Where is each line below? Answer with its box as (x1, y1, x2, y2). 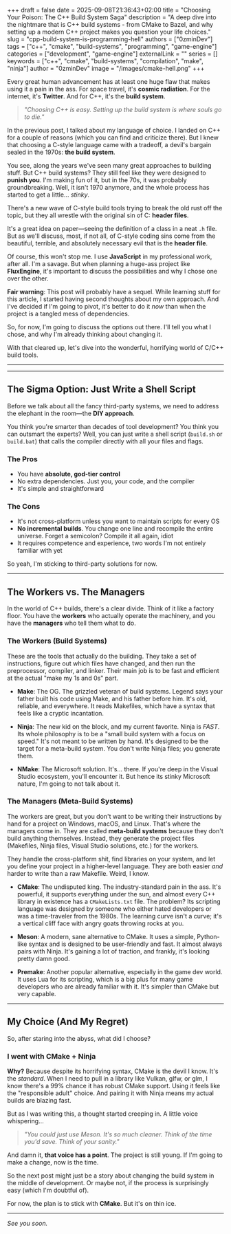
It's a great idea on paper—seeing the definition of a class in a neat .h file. (7, 225, 217, 232)
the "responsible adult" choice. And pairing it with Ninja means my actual (7, 1089, 214, 1097)
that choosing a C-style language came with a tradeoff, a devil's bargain (7, 141, 212, 148)
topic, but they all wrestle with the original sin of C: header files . (7, 211, 189, 219)
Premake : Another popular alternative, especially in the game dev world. (16, 967, 223, 976)
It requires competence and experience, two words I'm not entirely (16, 539, 206, 547)
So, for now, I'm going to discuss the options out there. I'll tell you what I (7, 323, 212, 331)
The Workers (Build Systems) (7, 636, 108, 646)
